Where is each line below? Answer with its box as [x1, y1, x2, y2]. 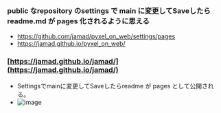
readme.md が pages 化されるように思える [7, 16, 150, 25]
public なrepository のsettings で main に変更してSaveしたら [7, 5, 211, 15]
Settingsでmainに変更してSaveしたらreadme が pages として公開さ [16, 81, 208, 90]
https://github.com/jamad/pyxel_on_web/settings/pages [16, 32, 176, 40]
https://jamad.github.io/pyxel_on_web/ [16, 40, 126, 48]
